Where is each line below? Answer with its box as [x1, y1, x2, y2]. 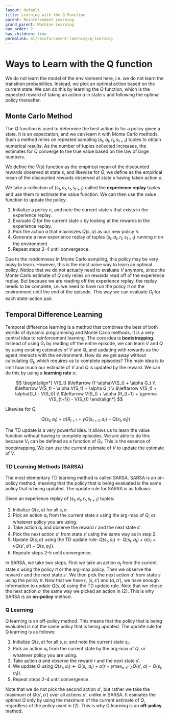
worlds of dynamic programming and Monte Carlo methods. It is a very [5, 329, 155, 335]
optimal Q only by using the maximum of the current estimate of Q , [5, 697, 145, 703]
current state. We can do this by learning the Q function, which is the [5, 86, 150, 92]
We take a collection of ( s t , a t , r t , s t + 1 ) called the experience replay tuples [5, 185, 161, 192]
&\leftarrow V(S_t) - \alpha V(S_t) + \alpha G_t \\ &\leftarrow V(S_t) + [14, 385, 157, 391]
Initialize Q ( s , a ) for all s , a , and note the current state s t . [12, 639, 130, 646]
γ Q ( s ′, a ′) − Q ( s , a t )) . [12, 543, 55, 550]
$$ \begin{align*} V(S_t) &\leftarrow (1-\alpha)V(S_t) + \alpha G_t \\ [16, 380, 156, 386]
